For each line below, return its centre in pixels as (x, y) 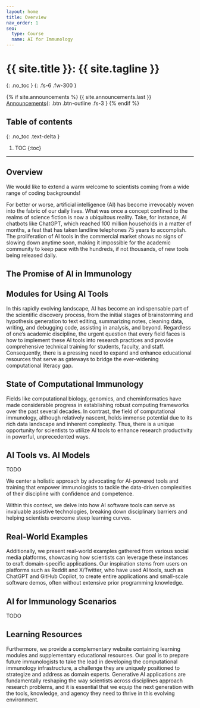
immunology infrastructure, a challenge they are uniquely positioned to (93, 667)
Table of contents (39, 122)
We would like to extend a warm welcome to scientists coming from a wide (98, 187)
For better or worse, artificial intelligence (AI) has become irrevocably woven (100, 204)
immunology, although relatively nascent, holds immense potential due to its (99, 417)
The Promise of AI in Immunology (69, 274)
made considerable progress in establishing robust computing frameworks (98, 405)
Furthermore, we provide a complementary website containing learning (93, 649)
